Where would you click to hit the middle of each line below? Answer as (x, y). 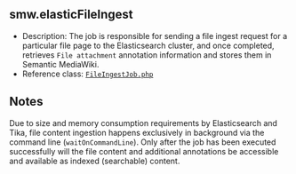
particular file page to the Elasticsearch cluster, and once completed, (148, 45)
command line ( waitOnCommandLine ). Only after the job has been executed (143, 142)
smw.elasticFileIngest (71, 15)
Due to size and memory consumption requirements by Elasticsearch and (144, 123)
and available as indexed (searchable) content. (95, 161)
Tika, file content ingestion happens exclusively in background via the (137, 132)
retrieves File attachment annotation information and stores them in (147, 55)
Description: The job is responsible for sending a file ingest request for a (155, 36)
